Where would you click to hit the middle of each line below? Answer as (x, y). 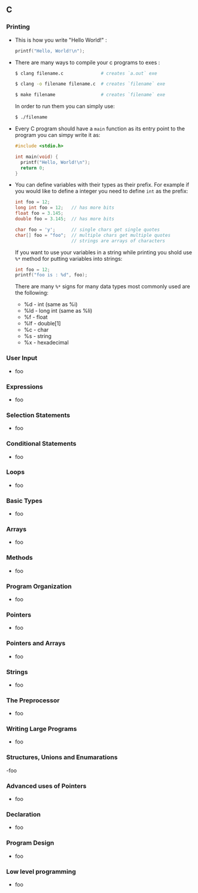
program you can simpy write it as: (57, 135)
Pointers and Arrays (36, 644)
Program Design (30, 843)
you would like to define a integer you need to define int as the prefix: (101, 191)
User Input (22, 358)
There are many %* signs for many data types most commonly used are (102, 287)
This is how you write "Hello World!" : (61, 40)
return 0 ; (33, 168)
